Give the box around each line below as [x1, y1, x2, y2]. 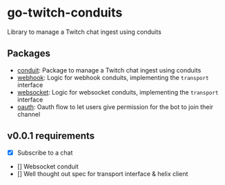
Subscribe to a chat [17, 148, 73, 157]
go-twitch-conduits [7, 5, 123, 21]
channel [17, 110, 41, 118]
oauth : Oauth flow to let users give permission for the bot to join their [17, 102, 214, 111]
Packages [7, 48, 50, 59]
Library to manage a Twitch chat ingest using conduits [7, 28, 162, 36]
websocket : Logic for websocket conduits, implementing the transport [17, 88, 219, 96]
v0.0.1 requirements [7, 130, 95, 142]
